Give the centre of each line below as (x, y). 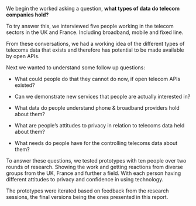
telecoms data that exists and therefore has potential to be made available (95, 50)
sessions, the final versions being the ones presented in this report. (87, 197)
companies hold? (27, 15)
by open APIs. (23, 56)
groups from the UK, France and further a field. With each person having (94, 173)
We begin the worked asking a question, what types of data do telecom (93, 9)
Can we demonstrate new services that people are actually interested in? (102, 97)
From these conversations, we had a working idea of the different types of (95, 44)
